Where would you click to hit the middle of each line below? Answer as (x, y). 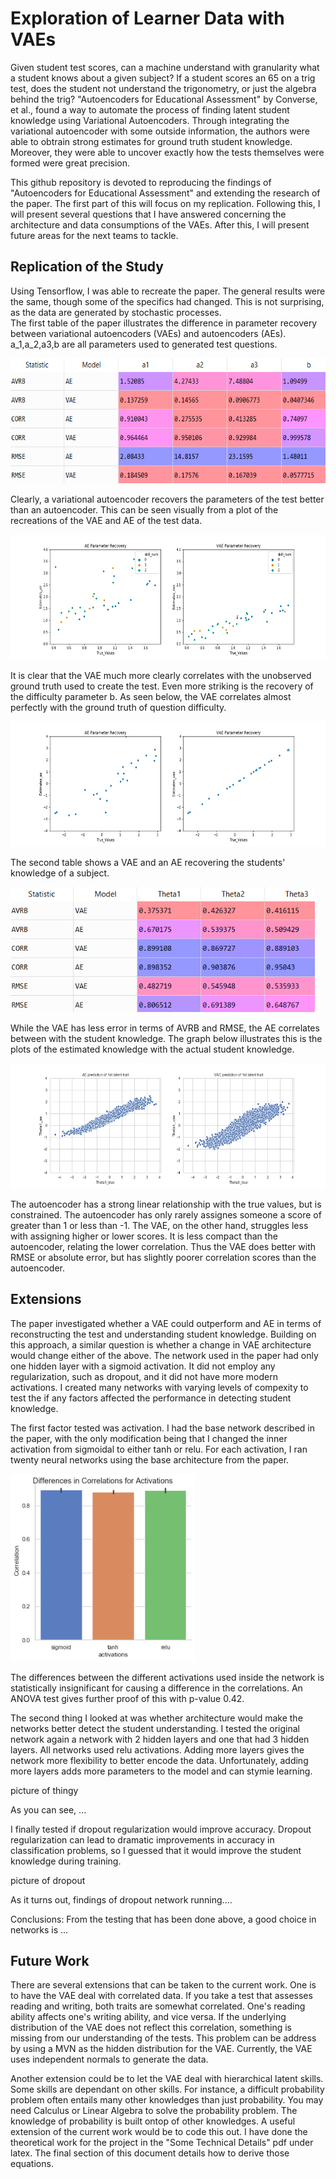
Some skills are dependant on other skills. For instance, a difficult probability (167, 2089)
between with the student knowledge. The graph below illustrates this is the (166, 1038)
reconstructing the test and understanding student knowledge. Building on (163, 1334)
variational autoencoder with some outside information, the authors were (160, 131)
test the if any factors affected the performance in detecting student (151, 1398)
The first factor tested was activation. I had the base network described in (163, 1428)
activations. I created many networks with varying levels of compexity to (159, 1387)
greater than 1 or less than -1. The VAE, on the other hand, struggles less (159, 1225)
